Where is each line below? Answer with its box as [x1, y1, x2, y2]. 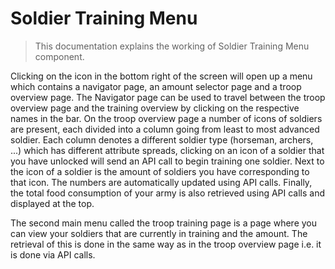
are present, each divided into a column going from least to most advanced [10, 123, 320, 135]
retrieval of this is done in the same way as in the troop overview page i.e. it [10, 238, 322, 250]
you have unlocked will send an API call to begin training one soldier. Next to [10, 155, 325, 167]
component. [34, 50, 85, 62]
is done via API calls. [10, 248, 96, 261]
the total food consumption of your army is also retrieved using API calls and [10, 187, 326, 199]
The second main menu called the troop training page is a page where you [10, 217, 317, 229]
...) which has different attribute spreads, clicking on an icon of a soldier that [10, 144, 325, 156]
